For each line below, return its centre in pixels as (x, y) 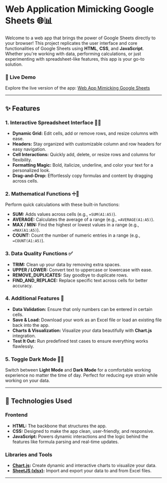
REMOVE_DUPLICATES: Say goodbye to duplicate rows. (70, 275)
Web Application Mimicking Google (80, 9)
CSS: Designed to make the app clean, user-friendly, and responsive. (83, 431)
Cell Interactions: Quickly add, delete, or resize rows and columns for (84, 154)
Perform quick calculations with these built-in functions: (63, 204)
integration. (24, 336)
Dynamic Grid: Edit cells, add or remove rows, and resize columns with (85, 133)
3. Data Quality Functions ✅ (39, 254)
